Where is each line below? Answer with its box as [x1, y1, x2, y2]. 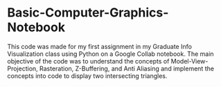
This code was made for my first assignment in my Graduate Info [7, 42, 193, 50]
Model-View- [170, 57, 209, 65]
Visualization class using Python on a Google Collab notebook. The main [7, 50, 214, 58]
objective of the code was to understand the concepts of [7, 57, 170, 65]
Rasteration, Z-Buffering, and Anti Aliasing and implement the [39, 64, 215, 72]
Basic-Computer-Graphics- [7, 5, 169, 21]
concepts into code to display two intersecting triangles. [7, 71, 168, 80]
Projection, [7, 64, 38, 72]
